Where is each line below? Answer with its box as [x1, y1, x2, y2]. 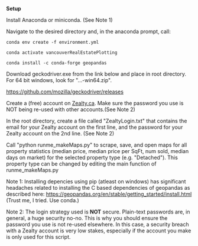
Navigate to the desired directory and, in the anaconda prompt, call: [6, 28, 171, 35]
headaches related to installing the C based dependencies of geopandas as [6, 184, 190, 191]
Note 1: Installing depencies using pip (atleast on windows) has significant [6, 178, 186, 185]
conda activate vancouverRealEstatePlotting [6, 50, 118, 56]
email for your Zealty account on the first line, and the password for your [6, 124, 183, 131]
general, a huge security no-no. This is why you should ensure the [6, 215, 168, 221]
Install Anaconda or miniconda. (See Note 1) [6, 17, 113, 23]
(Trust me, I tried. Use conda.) [6, 197, 80, 203]
